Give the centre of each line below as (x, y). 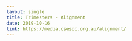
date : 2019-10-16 (28, 23)
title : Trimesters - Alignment (46, 17)
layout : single (26, 12)
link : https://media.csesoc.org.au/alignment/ (66, 29)
